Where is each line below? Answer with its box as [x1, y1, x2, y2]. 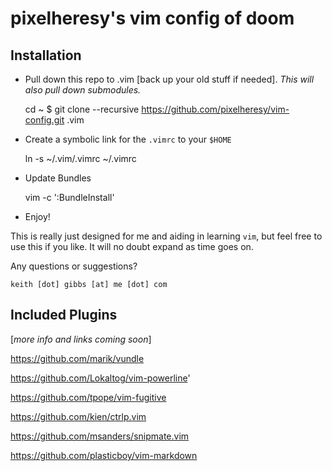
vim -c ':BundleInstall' [24, 192, 115, 203]
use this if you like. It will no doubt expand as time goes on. [10, 241, 254, 252]
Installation [10, 47, 82, 64]
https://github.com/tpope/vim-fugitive [10, 391, 167, 403]
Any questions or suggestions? [10, 260, 138, 272]
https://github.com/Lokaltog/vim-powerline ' [10, 372, 191, 384]
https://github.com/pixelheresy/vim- [141, 103, 290, 115]
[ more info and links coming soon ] [10, 333, 152, 345]
